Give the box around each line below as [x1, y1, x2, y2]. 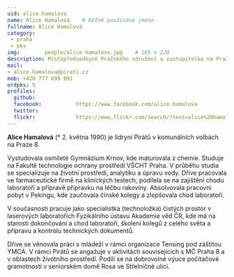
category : [7, 29, 36, 37]
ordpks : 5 [7, 81, 36, 88]
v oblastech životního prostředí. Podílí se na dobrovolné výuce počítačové [7, 255, 219, 263]
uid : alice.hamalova [7, 10, 68, 17]
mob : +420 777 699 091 [7, 74, 73, 82]
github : [13, 95, 36, 102]
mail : [7, 62, 23, 69]
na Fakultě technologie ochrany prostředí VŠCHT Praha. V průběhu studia [7, 161, 219, 169]
